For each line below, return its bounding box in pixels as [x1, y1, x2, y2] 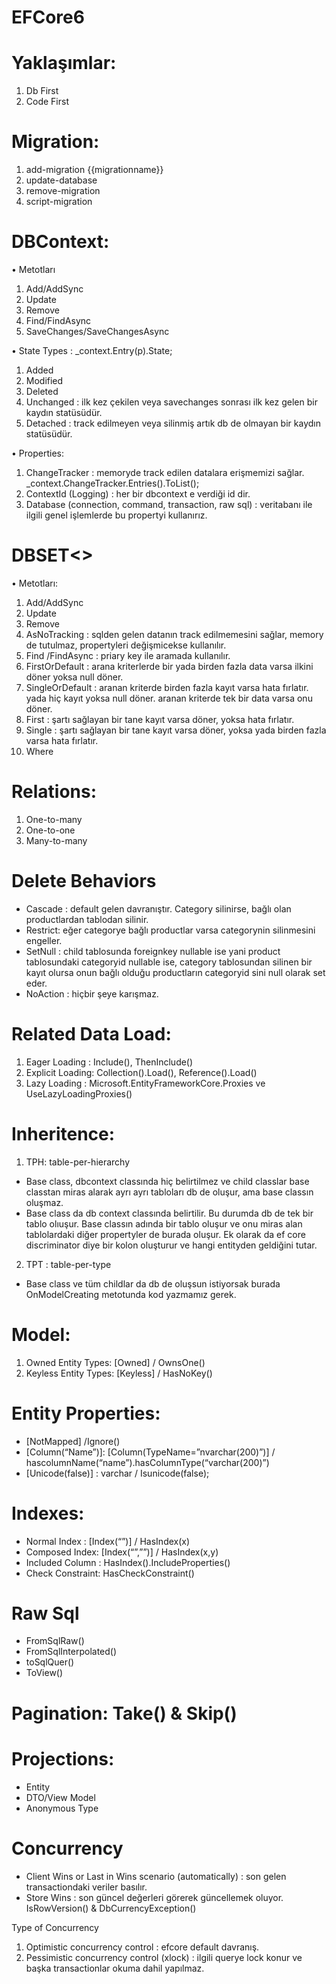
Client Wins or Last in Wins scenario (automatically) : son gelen [25, 1870, 287, 1882]
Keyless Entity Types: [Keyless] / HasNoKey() [25, 1367, 213, 1379]
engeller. [25, 934, 63, 946]
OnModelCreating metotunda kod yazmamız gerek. [25, 1288, 237, 1300]
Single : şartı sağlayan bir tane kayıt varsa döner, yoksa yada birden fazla [25, 724, 327, 736]
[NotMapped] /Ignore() [25, 1435, 121, 1447]
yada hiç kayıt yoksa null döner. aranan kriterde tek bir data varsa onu [25, 692, 313, 704]
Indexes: [11, 1502, 85, 1525]
